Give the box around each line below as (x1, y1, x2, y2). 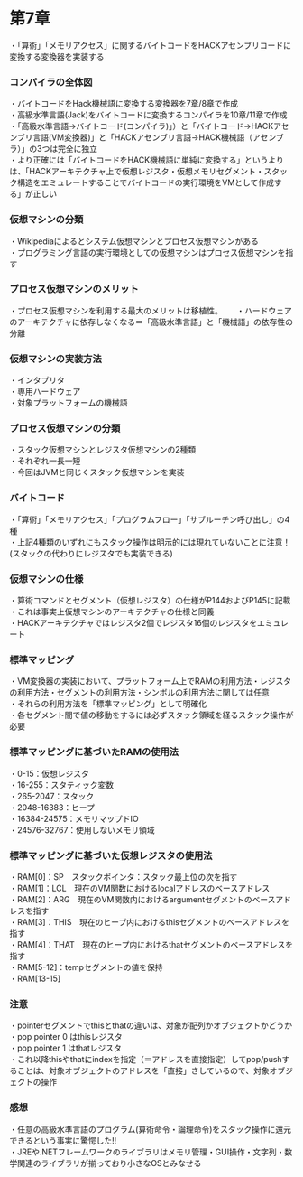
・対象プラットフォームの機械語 (9, 397, 128, 408)
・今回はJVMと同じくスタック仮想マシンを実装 (9, 467, 185, 478)
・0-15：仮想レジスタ (9, 768, 90, 779)
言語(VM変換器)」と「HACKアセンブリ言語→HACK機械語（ (32, 132, 253, 143)
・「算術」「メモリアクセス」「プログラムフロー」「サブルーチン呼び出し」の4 (9, 514, 290, 525)
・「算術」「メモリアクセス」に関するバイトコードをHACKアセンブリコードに (9, 40, 291, 51)
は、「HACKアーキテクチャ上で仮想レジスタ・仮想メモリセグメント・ (9, 166, 264, 177)
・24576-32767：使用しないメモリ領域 (9, 824, 155, 836)
